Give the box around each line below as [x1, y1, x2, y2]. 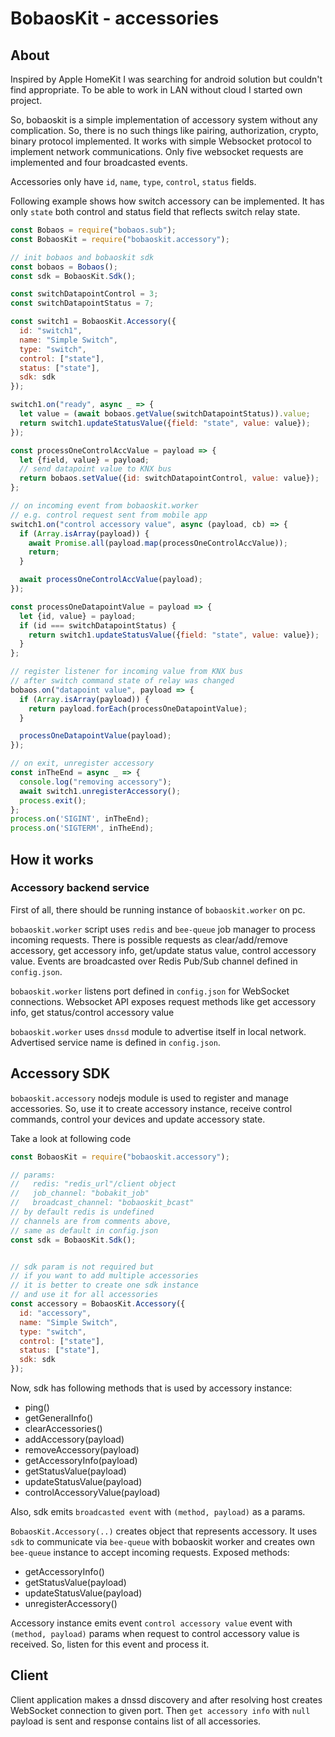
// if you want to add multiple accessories [10, 1271, 199, 1281]
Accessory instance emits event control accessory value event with [10, 1617, 293, 1629]
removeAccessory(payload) [24, 1444, 140, 1456]
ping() [24, 1402, 50, 1413]
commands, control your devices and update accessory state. [10, 1113, 266, 1125]
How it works [10, 851, 94, 868]
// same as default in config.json [10, 1225, 159, 1236]
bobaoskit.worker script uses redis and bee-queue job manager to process [10, 923, 316, 935]
